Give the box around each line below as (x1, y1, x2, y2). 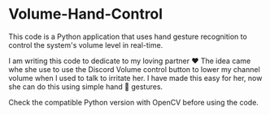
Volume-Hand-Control (8, 5, 163, 23)
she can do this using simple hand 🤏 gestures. (8, 82, 163, 92)
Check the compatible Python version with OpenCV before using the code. (8, 97, 259, 107)
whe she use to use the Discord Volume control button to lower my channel (8, 64, 260, 74)
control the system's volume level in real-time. (8, 40, 163, 49)
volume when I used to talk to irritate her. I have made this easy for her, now (8, 73, 263, 83)
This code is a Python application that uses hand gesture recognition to (8, 32, 248, 41)
